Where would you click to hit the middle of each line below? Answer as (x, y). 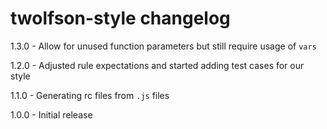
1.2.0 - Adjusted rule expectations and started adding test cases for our (157, 65)
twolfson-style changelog (120, 18)
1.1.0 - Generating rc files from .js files (90, 95)
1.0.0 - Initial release (51, 114)
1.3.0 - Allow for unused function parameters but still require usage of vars (163, 46)
